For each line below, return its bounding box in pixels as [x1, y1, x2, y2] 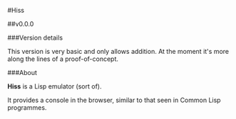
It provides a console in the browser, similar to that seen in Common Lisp [7, 96, 221, 104]
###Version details [7, 33, 63, 42]
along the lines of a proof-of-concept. [7, 55, 119, 63]
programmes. [7, 103, 47, 112]
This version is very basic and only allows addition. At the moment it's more [7, 47, 230, 55]
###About [7, 69, 38, 76]
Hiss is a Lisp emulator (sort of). [7, 82, 102, 91]
